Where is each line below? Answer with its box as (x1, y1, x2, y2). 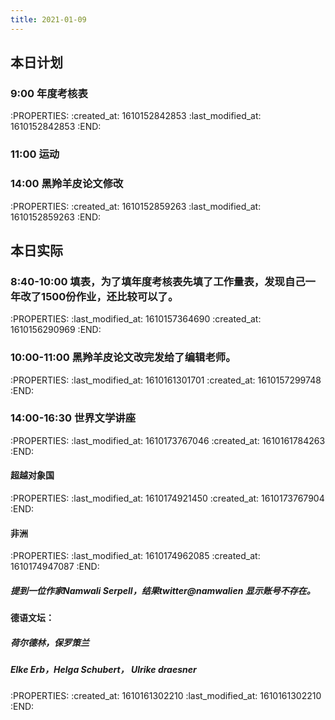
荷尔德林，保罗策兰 (10, 636, 90, 648)
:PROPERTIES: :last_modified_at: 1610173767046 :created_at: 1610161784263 (10, 434, 326, 446)
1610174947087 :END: (10, 561, 100, 573)
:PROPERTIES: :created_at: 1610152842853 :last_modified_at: (10, 110, 262, 122)
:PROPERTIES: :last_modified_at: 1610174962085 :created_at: (10, 550, 261, 562)
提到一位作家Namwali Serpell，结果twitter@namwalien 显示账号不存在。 (10, 584, 316, 596)
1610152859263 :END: (10, 211, 102, 223)
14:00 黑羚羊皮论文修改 (10, 177, 124, 191)
